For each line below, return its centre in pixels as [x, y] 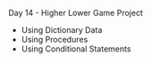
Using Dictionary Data [62, 30]
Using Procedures [55, 39]
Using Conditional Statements [76, 49]
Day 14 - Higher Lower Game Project [76, 13]
